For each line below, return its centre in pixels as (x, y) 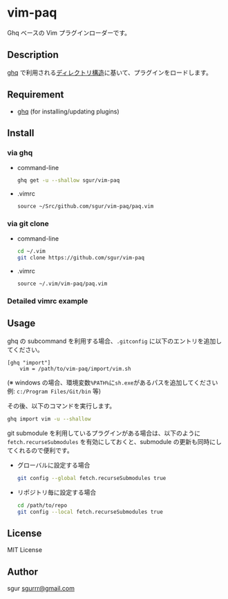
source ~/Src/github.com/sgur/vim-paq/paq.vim (85, 206)
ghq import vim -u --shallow (49, 419)
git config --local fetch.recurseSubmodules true (90, 512)
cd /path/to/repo (42, 505)
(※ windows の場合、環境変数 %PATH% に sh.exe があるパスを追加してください (113, 383)
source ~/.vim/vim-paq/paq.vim (62, 284)
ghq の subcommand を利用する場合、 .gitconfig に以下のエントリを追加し (115, 341)
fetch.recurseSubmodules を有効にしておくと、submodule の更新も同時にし (115, 441)
